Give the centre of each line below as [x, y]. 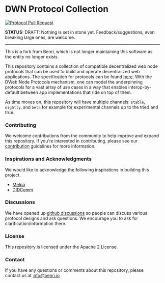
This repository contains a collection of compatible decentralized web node [82, 66]
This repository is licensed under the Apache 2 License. [61, 247]
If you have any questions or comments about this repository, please [74, 270]
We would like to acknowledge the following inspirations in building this [77, 170]
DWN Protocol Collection [57, 9]
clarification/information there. [36, 223]
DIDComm [23, 190]
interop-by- [140, 87]
